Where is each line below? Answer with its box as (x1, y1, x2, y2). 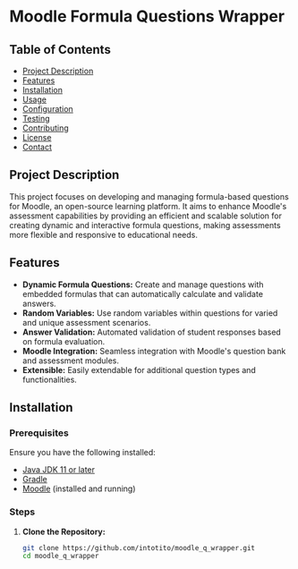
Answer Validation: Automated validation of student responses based (21, 327, 282, 337)
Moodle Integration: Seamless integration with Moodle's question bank (21, 345, 286, 356)
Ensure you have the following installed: (9, 447, 157, 458)
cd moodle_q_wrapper (21, 552, 99, 561)
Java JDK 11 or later (21, 464, 96, 475)
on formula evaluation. (21, 335, 106, 346)
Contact (21, 141, 52, 152)
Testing (21, 114, 51, 123)
